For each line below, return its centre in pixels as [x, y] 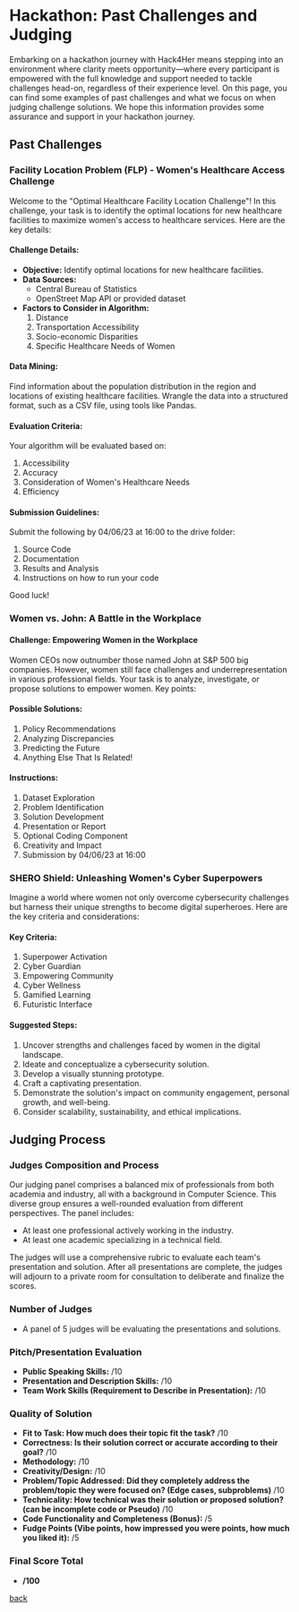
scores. [23, 1286]
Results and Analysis [60, 569]
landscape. [43, 1054]
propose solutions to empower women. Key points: [103, 688]
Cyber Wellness [51, 985]
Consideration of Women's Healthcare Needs [106, 482]
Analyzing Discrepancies [68, 738]
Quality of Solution [51, 1413]
